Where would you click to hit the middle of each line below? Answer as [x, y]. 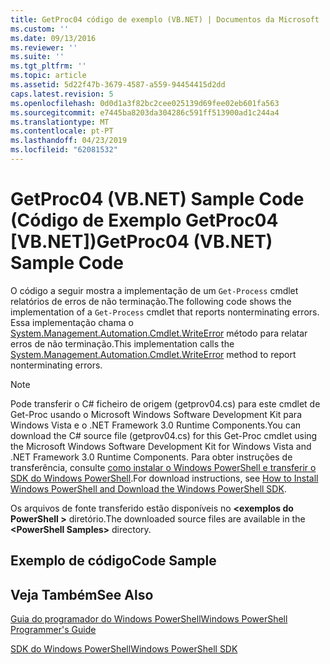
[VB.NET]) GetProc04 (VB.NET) [141, 242]
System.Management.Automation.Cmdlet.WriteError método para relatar [159, 333]
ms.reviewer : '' [44, 47]
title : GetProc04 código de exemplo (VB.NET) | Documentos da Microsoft [165, 19]
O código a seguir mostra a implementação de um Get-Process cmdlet [154, 290]
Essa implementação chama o [72, 322]
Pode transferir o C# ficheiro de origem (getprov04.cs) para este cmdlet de [165, 403]
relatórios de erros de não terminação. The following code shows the [151, 301]
